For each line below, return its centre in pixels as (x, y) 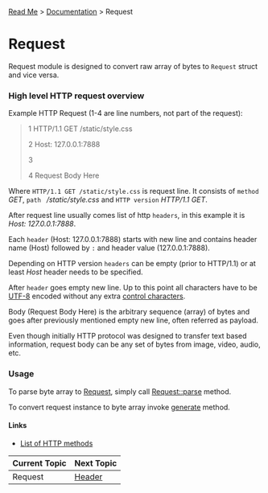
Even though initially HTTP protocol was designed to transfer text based (128, 336)
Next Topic (96, 463)
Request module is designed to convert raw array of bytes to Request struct (133, 66)
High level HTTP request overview (76, 96)
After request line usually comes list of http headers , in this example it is (127, 216)
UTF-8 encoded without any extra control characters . (97, 296)
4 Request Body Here (64, 175)
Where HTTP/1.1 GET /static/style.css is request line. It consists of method (134, 191)
